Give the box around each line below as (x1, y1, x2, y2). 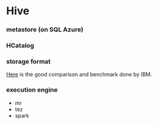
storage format (6, 57, 51, 65)
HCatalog (6, 42, 35, 50)
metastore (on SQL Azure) (6, 26, 84, 34)
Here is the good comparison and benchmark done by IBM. (6, 71, 153, 78)
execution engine (6, 86, 58, 94)
